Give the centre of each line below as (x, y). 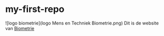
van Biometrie (20, 28)
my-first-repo (35, 9)
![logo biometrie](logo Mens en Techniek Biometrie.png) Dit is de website (82, 23)
